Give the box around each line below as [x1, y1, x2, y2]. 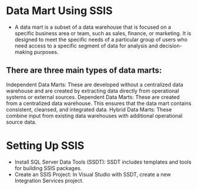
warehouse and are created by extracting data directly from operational [6, 87, 179, 94]
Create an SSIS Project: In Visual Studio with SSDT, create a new [14, 171, 171, 178]
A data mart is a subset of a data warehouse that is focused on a [14, 23, 172, 30]
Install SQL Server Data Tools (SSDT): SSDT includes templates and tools [14, 158, 192, 165]
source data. [6, 118, 37, 125]
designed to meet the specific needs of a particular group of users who [14, 36, 188, 43]
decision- [159, 42, 182, 49]
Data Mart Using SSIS [6, 4, 113, 18]
